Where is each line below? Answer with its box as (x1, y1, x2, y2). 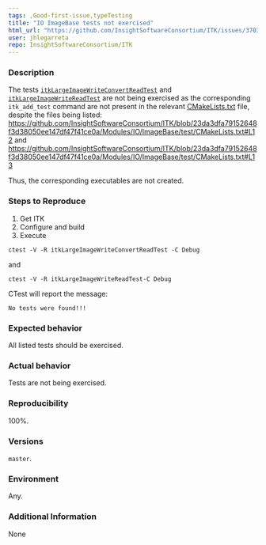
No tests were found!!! (8, 304, 87, 312)
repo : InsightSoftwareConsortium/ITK (8, 41, 133, 49)
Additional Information (8, 511, 97, 522)
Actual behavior (8, 360, 71, 371)
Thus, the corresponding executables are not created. (8, 176, 184, 186)
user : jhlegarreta (8, 33, 69, 42)
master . (8, 453, 32, 463)
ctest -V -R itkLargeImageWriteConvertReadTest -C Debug (8, 246, 200, 254)
